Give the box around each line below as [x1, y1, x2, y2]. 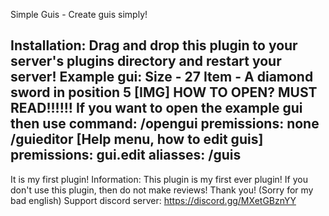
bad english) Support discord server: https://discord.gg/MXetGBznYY [10, 194, 297, 206]
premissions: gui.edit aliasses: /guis [10, 147, 242, 164]
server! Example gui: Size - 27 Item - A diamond [10, 69, 314, 86]
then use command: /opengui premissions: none [10, 115, 320, 133]
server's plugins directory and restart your [10, 53, 282, 70]
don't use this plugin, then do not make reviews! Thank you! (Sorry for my [10, 184, 314, 196]
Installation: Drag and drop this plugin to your [10, 37, 298, 54]
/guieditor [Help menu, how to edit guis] [10, 131, 264, 148]
